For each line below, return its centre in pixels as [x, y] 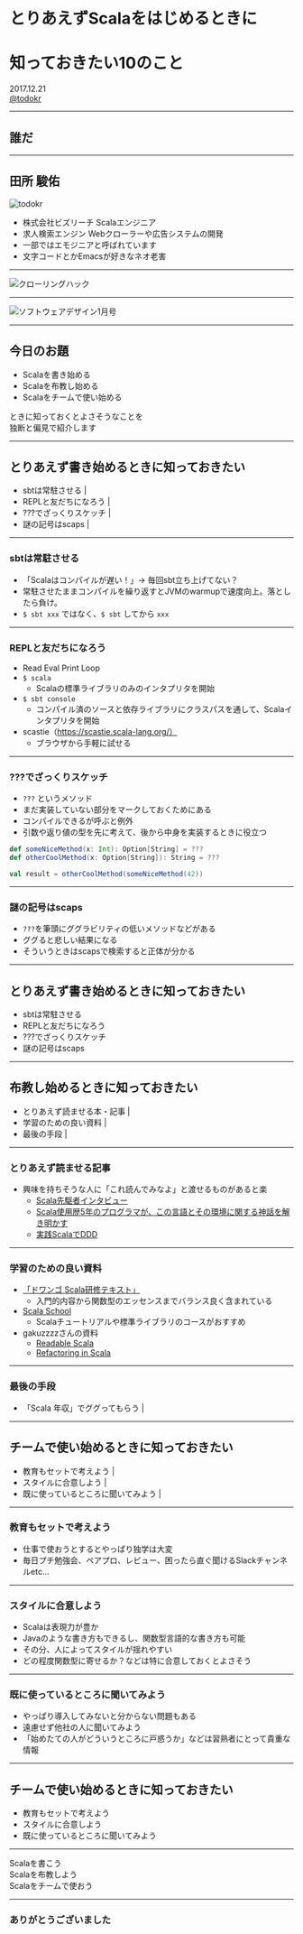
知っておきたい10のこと [96, 63]
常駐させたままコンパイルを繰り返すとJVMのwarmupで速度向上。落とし [156, 591]
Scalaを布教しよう [44, 1874]
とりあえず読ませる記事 [60, 1168]
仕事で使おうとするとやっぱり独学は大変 [97, 1549]
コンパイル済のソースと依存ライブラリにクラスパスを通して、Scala [160, 708]
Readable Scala [65, 1343]
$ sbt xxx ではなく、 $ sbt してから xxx [96, 614]
